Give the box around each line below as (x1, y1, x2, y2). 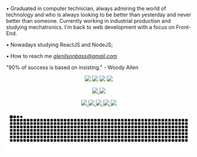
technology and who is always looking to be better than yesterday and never (6, 11, 191, 18)
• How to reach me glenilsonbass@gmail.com (6, 53, 118, 59)
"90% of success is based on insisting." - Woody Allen (6, 64, 139, 71)
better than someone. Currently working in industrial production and (6, 18, 171, 24)
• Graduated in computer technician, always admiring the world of (6, 5, 166, 12)
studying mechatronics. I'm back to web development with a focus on (6, 23, 175, 30)
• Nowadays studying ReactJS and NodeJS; (6, 41, 113, 48)
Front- (176, 23, 191, 30)
